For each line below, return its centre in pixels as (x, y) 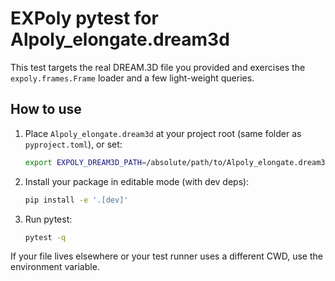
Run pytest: (48, 219)
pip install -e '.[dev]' (76, 200)
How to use (46, 109)
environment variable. (55, 267)
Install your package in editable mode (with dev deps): (137, 181)
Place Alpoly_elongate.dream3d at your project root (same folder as (163, 133)
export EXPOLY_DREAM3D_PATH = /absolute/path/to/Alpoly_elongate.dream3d (177, 162)
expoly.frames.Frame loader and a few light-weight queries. (132, 78)
